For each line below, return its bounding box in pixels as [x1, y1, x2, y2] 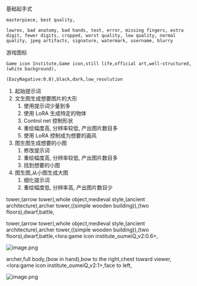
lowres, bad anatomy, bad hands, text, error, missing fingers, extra [6, 27, 184, 33]
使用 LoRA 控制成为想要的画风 [23, 132, 97, 139]
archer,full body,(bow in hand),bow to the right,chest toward [6, 256, 153, 262]
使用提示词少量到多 [23, 103, 71, 109]
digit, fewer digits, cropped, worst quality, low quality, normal [6, 33, 176, 39]
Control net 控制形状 [23, 117, 73, 124]
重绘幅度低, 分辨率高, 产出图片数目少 [23, 184, 113, 191]
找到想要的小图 [23, 162, 60, 169]
